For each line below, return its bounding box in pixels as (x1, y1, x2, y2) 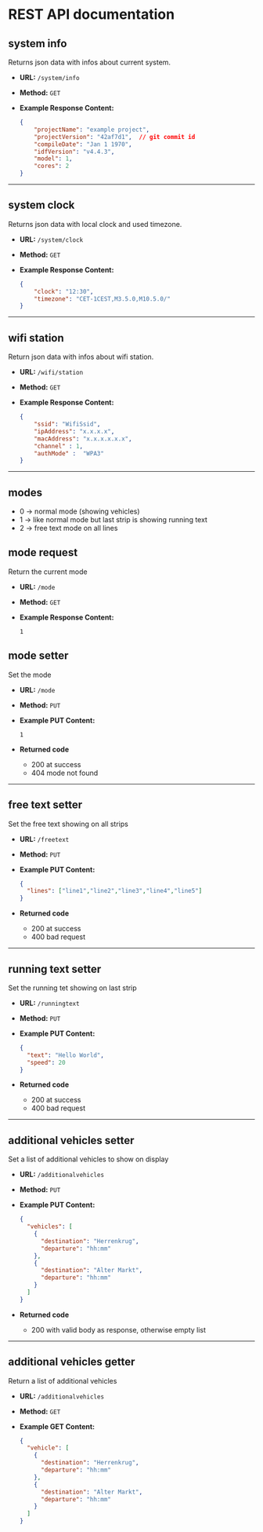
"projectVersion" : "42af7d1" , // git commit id (34, 133, 196, 141)
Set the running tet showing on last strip (8, 983, 137, 993)
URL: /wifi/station (19, 367, 84, 377)
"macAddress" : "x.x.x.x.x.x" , (34, 434, 132, 443)
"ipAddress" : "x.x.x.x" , (34, 427, 115, 435)
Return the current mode (8, 567, 88, 576)
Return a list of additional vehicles (8, 1376, 117, 1385)
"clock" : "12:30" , (34, 287, 94, 295)
